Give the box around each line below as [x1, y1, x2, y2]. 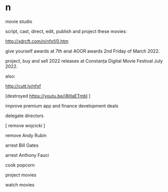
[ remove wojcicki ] [5, 122, 45, 128]
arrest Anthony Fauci [5, 152, 49, 158]
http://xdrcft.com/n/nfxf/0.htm [5, 38, 69, 44]
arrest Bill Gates [5, 142, 39, 148]
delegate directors [5, 113, 44, 119]
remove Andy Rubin [5, 132, 47, 139]
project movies [5, 172, 37, 178]
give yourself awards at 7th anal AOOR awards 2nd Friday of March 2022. [5, 48, 160, 54]
